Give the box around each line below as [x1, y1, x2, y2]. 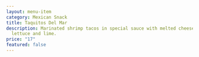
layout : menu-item [6, 8, 52, 15]
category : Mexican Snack [6, 14, 68, 20]
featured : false [6, 42, 46, 48]
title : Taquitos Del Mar [6, 20, 68, 26]
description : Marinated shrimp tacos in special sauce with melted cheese [6, 25, 195, 31]
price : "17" [6, 36, 36, 42]
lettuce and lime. [11, 31, 57, 37]
